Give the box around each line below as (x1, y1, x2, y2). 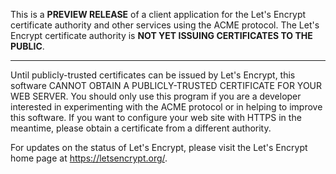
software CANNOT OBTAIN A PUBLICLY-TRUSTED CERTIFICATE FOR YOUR (10, 80, 323, 91)
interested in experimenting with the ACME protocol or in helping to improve (10, 101, 323, 113)
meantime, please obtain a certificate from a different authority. (10, 122, 272, 134)
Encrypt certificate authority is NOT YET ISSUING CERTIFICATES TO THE (10, 30, 313, 41)
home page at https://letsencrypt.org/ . (10, 152, 168, 164)
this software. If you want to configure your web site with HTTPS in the (10, 112, 302, 123)
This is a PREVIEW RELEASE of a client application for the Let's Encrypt (10, 9, 307, 20)
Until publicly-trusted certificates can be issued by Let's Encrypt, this (10, 69, 296, 81)
